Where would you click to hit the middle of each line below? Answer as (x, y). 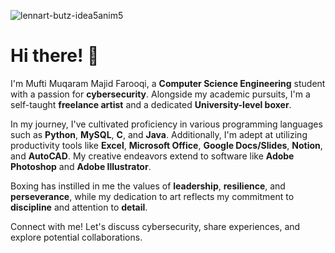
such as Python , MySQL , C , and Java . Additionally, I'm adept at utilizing (159, 134)
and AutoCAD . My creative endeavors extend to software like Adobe (152, 156)
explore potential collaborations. (76, 237)
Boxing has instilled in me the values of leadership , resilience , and (148, 186)
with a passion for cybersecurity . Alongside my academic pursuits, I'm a (160, 94)
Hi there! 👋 (55, 56)
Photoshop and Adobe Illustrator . (81, 166)
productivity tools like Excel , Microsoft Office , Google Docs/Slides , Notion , (166, 145)
